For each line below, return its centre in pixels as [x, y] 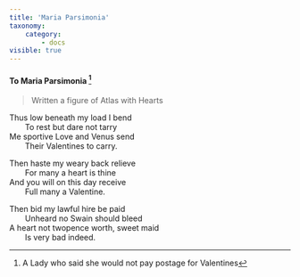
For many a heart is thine [71, 172]
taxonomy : [28, 26]
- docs [54, 42]
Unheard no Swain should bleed [84, 218]
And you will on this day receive [68, 182]
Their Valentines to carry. [71, 146]
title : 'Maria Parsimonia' [59, 17]
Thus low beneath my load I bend [71, 118]
